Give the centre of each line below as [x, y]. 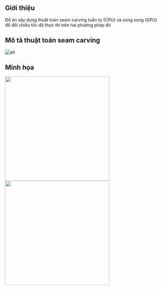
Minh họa [20, 68]
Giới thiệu [20, 8]
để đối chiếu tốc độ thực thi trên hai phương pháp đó [58, 25]
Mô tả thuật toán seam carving [52, 40]
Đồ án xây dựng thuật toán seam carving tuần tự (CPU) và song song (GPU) [81, 20]
